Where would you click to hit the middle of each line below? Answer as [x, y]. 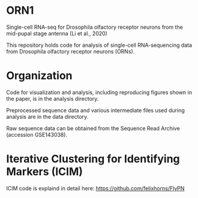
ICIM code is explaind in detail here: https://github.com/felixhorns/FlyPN [95, 188]
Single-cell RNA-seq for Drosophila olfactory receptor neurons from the [94, 27]
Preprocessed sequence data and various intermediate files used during [95, 110]
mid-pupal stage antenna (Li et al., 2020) [57, 33]
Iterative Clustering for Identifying [93, 159]
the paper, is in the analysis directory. [52, 98]
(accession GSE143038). [37, 134]
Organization [39, 76]
